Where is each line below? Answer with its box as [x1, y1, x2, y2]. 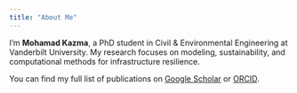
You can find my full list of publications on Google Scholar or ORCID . [9, 73, 260, 84]
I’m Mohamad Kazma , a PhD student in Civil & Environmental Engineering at [9, 37, 288, 48]
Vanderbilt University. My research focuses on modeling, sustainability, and [9, 46, 286, 58]
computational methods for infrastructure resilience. [9, 56, 200, 66]
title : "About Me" [9, 12, 77, 22]
